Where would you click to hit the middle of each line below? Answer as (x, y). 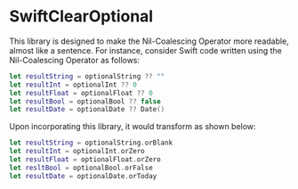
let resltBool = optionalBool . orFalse (81, 168)
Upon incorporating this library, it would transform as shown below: (133, 127)
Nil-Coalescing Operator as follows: (75, 60)
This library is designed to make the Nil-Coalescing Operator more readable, (149, 41)
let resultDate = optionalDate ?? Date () (87, 110)
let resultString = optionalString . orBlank (91, 143)
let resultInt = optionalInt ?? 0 (73, 85)
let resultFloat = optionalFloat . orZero (85, 160)
